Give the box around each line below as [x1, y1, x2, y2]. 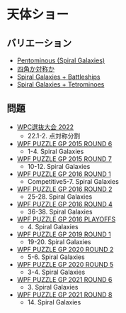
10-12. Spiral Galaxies [27, 162, 91, 170]
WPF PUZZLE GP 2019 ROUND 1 [16, 230, 111, 238]
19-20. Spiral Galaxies [27, 237, 91, 246]
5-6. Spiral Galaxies [27, 253, 86, 261]
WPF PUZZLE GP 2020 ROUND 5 [16, 260, 114, 268]
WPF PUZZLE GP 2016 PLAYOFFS [16, 214, 116, 224]
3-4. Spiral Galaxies [27, 268, 86, 276]
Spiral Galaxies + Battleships [16, 72, 101, 81]
